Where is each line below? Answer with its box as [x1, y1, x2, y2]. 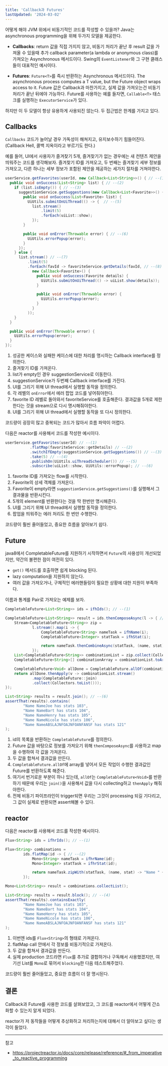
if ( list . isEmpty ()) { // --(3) [14, 185, 81, 191]
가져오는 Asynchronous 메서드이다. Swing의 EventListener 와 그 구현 [12, 56, 149, 62]
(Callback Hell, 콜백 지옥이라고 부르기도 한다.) [5, 142, 95, 148]
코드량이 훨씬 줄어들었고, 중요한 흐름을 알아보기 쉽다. [5, 521, 108, 527]
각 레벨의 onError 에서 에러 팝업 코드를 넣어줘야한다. [12, 390, 114, 396]
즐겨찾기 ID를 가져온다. [12, 365, 57, 371]
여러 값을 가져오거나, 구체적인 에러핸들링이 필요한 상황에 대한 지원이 [12, 580, 145, 586]
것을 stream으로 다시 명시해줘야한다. [25, 403, 98, 409]
